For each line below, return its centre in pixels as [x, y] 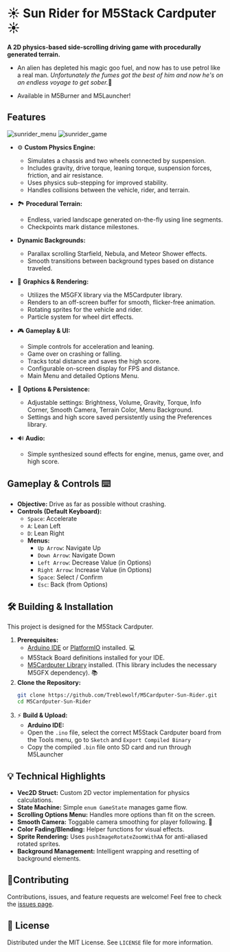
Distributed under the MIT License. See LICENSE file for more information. [110, 942]
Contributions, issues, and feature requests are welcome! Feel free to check [114, 896]
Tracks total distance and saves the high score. [94, 361]
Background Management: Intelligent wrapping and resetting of [108, 851]
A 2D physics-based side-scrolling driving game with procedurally [104, 47]
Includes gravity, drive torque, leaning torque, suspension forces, [119, 168]
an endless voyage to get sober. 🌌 [65, 82]
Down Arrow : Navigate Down [76, 555]
